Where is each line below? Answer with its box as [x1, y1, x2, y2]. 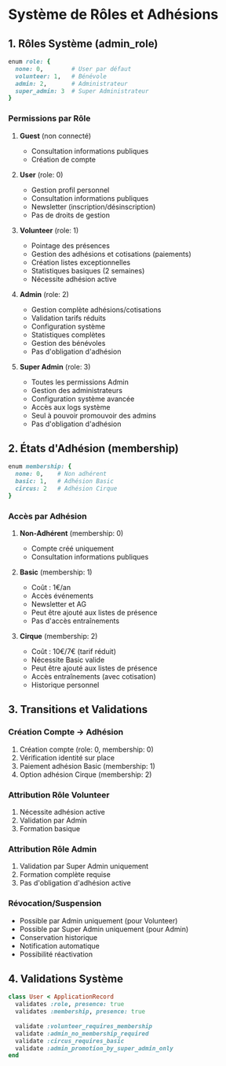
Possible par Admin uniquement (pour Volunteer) [19, 916, 178, 925]
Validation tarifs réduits [31, 313, 106, 322]
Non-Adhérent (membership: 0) [19, 529, 124, 538]
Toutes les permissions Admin [31, 377, 129, 387]
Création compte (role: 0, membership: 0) [19, 745, 155, 754]
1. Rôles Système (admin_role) [8, 37, 159, 50]
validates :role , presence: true [15, 1001, 125, 1008]
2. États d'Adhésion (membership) [8, 441, 179, 455]
